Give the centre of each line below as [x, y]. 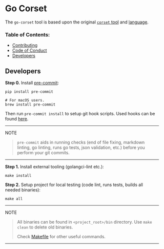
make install [18, 176]
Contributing [25, 45]
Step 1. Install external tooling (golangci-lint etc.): [54, 167]
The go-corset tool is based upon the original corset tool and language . [77, 22]
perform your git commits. [43, 153]
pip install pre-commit [29, 92]
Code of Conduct [30, 51]
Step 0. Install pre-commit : [32, 83]
